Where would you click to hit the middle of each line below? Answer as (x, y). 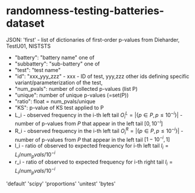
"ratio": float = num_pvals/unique (55, 101)
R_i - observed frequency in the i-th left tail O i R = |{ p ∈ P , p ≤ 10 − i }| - (99, 131)
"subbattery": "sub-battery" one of (57, 64)
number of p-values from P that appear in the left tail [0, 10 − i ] (89, 123)
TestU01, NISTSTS (29, 46)
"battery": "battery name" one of (54, 57)
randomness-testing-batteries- (85, 11)
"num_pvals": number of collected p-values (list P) (76, 89)
